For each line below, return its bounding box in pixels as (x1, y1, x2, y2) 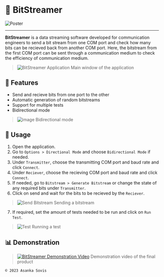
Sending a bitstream (54, 200, 94, 205)
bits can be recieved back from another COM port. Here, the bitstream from (5, 45, 157, 51)
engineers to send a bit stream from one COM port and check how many (5, 39, 151, 45)
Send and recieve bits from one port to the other (12, 92, 110, 97)
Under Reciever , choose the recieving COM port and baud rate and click (12, 169, 158, 175)
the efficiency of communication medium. (5, 55, 89, 61)
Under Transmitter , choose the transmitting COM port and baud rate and (12, 159, 159, 165)
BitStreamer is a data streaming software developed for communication (5, 34, 150, 40)
